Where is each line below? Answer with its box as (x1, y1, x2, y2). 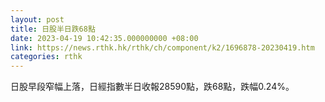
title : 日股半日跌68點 (10, 24, 96, 34)
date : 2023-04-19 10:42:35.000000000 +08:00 (10, 33, 199, 43)
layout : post (10, 14, 65, 25)
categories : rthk (10, 52, 83, 62)
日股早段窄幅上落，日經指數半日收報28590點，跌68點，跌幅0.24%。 (10, 81, 295, 93)
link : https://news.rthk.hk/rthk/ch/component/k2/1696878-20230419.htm (10, 42, 315, 53)
